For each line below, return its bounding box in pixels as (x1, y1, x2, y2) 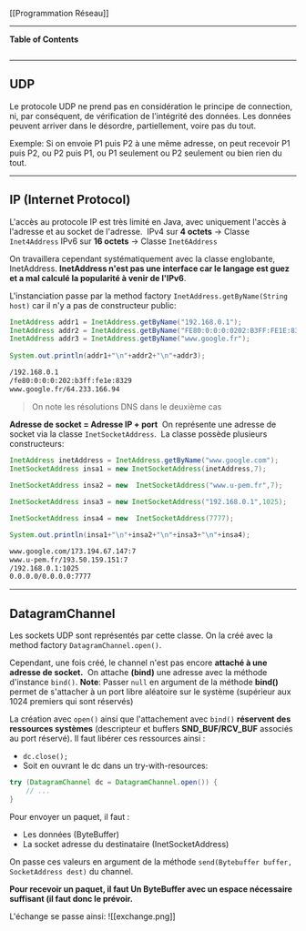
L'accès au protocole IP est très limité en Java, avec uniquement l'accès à (9, 216, 287, 227)
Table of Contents (9, 34, 79, 45)
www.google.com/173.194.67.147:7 (9, 546, 137, 556)
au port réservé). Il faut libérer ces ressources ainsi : (9, 733, 206, 744)
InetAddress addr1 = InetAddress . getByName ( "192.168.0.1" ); (9, 318, 243, 327)
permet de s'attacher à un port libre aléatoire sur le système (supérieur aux (9, 686, 291, 697)
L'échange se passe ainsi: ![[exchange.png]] (9, 910, 176, 922)
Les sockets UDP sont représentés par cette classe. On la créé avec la (9, 630, 273, 641)
